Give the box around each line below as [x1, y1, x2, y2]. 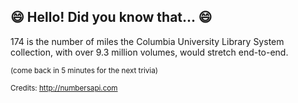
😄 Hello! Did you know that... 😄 [10, 9, 213, 26]
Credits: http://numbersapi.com [10, 83, 118, 93]
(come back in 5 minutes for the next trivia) [10, 65, 158, 75]
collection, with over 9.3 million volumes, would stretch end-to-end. [10, 46, 289, 58]
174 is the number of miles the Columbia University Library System [10, 35, 285, 47]
